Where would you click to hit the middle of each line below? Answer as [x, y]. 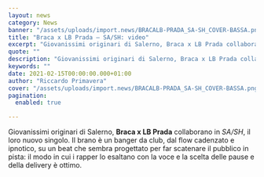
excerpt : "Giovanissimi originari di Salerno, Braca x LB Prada [115, 45]
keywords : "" [29, 67]
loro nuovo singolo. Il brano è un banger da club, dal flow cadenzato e [121, 140]
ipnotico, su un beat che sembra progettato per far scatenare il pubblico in [128, 149]
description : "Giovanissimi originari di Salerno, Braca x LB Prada [123, 60]
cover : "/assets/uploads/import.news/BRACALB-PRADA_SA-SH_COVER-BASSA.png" [135, 88]
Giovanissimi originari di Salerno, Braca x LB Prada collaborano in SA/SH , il [130, 132]
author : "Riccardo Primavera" [58, 81]
